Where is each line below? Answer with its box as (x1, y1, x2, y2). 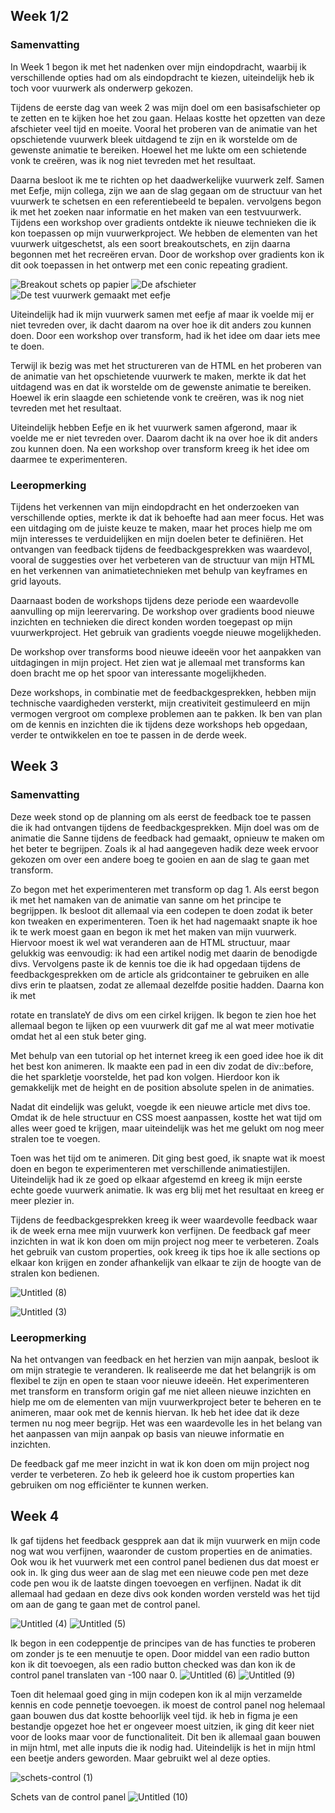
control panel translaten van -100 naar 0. (10, 1669, 178, 1681)
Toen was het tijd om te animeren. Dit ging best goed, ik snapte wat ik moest (10, 1152, 326, 1164)
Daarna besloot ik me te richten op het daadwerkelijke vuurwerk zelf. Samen (10, 174, 325, 186)
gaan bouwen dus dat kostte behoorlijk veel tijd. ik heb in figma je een (10, 1709, 298, 1721)
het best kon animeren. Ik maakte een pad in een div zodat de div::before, (10, 1060, 314, 1072)
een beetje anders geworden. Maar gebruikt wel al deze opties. (10, 1752, 271, 1764)
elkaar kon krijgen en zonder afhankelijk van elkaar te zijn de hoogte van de (10, 1256, 322, 1268)
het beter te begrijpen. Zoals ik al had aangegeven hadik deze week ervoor (10, 842, 319, 854)
